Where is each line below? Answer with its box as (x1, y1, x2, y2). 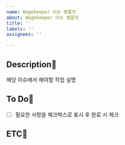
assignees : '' (6, 32, 42, 38)
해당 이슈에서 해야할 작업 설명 (6, 76, 76, 83)
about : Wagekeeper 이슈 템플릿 (6, 15, 79, 21)
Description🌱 (6, 59, 57, 70)
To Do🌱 (6, 94, 35, 104)
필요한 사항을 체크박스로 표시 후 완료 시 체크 (15, 110, 120, 118)
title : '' (6, 20, 32, 26)
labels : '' (6, 25, 34, 32)
